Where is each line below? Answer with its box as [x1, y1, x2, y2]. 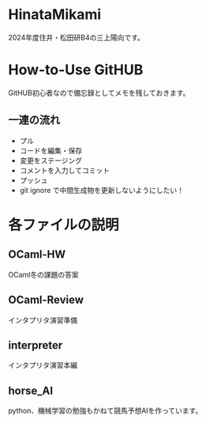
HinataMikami [8, 6, 102, 24]
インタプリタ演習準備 [8, 315, 77, 325]
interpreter [8, 338, 63, 352]
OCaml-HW [8, 247, 66, 262]
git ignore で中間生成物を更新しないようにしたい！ [19, 185, 184, 195]
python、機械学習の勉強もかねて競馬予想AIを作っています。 [8, 406, 203, 416]
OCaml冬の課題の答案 [8, 270, 79, 279]
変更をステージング [19, 156, 83, 165]
